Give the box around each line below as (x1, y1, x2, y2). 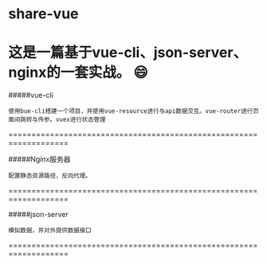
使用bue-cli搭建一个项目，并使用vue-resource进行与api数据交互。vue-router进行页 (8, 107, 259, 115)
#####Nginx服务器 (8, 154, 71, 164)
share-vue (8, 5, 79, 23)
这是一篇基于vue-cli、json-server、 (8, 44, 248, 62)
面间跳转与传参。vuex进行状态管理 (8, 116, 106, 124)
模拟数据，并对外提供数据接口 (8, 227, 92, 235)
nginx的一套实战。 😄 (8, 64, 149, 82)
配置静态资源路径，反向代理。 (8, 172, 92, 180)
